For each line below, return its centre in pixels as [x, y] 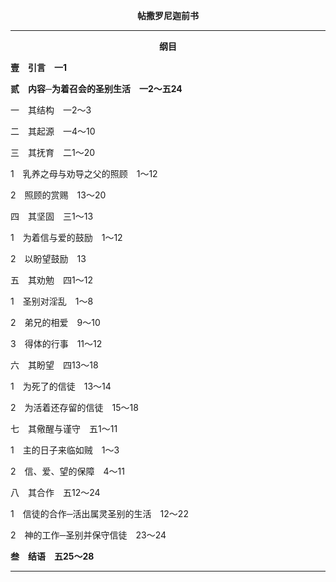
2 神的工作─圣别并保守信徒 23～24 [88, 535]
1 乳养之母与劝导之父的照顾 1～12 [84, 173]
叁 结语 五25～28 [52, 556]
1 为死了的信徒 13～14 [61, 386]
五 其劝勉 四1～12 [51, 280]
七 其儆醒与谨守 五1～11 [64, 428]
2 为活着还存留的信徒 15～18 [74, 407]
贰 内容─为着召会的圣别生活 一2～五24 [96, 88]
